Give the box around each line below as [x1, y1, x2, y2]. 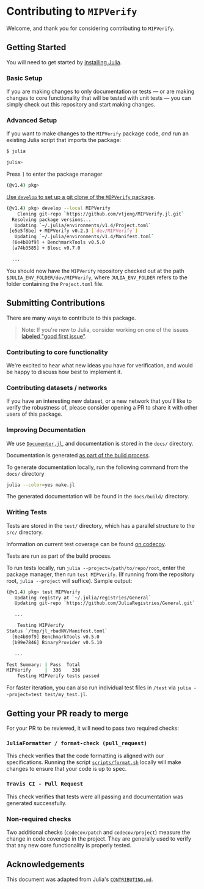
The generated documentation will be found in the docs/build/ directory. [6, 493, 189, 500]
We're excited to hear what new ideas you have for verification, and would [6, 361, 194, 369]
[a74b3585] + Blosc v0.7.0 [12, 245, 81, 252]
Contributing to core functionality [6, 348, 108, 356]
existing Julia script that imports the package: [6, 137, 122, 144]
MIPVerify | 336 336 [6, 667, 81, 673]
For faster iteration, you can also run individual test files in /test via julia [6, 684, 191, 691]
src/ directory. [6, 528, 43, 536]
